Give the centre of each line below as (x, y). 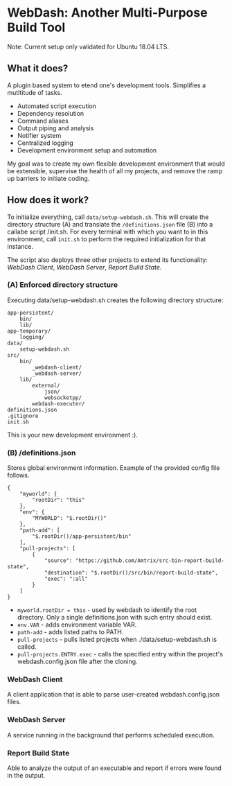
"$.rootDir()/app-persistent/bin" (82, 536)
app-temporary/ (29, 331)
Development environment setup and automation (87, 150)
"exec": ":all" (66, 579)
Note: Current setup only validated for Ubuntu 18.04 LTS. (88, 46)
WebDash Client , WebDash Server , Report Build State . (84, 267)
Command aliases (43, 121)
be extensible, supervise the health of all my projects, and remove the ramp (115, 171)
